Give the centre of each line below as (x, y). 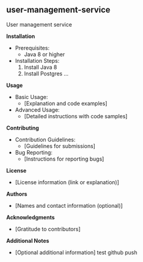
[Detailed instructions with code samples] (76, 116)
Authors (17, 194)
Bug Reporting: (34, 152)
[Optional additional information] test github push (76, 252)
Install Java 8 (40, 67)
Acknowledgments (31, 217)
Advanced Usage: (37, 110)
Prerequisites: (32, 48)
